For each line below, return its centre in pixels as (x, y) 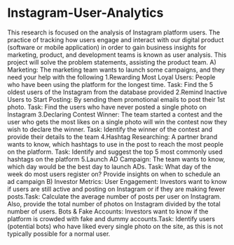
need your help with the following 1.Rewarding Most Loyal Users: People (111, 77)
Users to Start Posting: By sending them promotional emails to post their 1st (116, 99)
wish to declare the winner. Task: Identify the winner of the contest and (110, 129)
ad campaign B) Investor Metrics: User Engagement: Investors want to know (117, 181)
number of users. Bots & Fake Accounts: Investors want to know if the (108, 211)
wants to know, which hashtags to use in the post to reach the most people (116, 144)
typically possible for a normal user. (59, 234)
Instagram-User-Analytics (85, 13)
